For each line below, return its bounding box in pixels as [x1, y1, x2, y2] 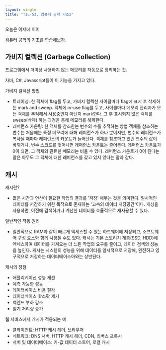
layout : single [5, 7, 37, 12]
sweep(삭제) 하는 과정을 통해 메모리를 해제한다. [12, 117, 105, 123]
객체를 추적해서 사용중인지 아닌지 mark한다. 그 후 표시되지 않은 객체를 [17, 111, 153, 117]
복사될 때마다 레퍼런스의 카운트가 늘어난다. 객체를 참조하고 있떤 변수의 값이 [12, 136, 158, 142]
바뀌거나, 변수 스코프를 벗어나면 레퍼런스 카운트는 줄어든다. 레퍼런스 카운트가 [12, 142, 162, 148]
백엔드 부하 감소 [12, 299, 43, 306]
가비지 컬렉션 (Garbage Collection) [5, 53, 111, 61]
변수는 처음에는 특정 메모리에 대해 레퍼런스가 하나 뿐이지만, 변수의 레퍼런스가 [12, 130, 162, 136]
